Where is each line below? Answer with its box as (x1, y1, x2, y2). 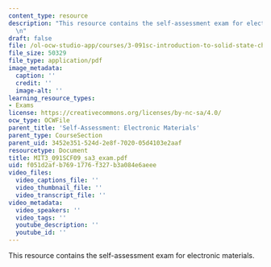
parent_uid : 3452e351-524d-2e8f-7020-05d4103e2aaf (8, 138, 182, 147)
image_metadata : (8, 64, 63, 72)
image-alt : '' (15, 86, 63, 95)
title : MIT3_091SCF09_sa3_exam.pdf (8, 154, 128, 162)
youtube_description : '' (15, 221, 99, 229)
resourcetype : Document (8, 146, 89, 154)
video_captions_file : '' (15, 176, 99, 185)
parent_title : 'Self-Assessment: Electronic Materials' (8, 124, 200, 132)
